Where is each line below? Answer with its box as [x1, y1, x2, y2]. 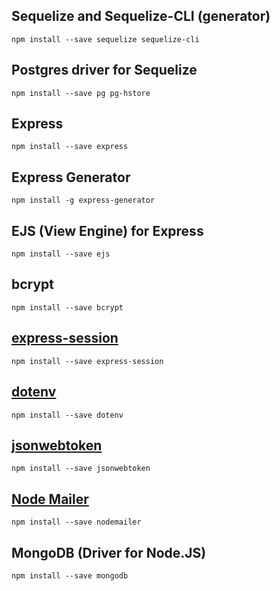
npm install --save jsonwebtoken [11, 464, 151, 474]
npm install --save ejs [11, 249, 111, 259]
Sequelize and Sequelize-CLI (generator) [11, 8, 271, 25]
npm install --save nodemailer [11, 517, 142, 528]
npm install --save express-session [11, 356, 164, 366]
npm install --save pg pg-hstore [11, 88, 151, 98]
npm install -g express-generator [11, 195, 156, 206]
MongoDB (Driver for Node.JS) [11, 544, 207, 561]
